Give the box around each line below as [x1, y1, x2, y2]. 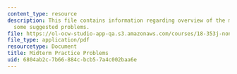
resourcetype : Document [7, 43, 78, 50]
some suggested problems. [13, 23, 90, 30]
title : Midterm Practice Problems [7, 50, 109, 57]
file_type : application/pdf [7, 37, 90, 44]
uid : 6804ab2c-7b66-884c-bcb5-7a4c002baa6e [7, 56, 138, 63]
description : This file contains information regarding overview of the [7, 17, 226, 24]
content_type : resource [7, 10, 78, 18]
